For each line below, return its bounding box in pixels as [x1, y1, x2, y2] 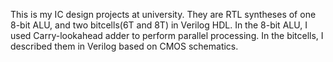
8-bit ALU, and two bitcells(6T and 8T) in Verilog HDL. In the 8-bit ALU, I [10, 19, 308, 31]
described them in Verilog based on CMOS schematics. [10, 40, 239, 52]
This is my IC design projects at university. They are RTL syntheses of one [10, 9, 317, 20]
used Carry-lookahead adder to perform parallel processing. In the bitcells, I [10, 30, 324, 41]
